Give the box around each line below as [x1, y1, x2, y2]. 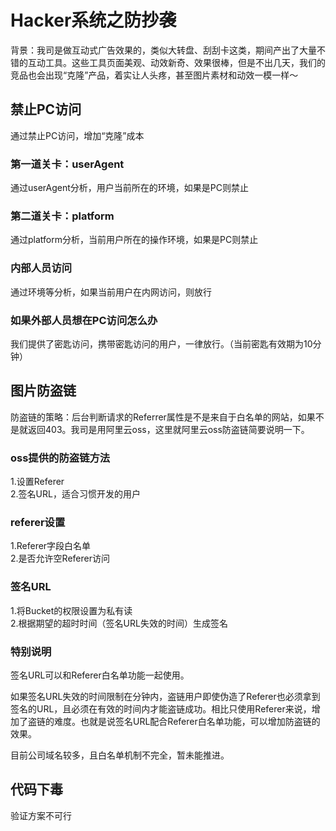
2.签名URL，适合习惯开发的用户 [10, 488, 141, 500]
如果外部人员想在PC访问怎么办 [10, 313, 158, 327]
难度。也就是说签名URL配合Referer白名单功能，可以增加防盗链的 [53, 715, 321, 727]
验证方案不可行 [10, 809, 72, 821]
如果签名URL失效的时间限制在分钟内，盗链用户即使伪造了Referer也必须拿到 [10, 690, 321, 702]
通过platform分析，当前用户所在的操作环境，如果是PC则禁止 [10, 234, 259, 246]
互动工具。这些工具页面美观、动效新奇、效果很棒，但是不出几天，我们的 [27, 56, 326, 68]
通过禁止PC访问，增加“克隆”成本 [10, 129, 145, 141]
